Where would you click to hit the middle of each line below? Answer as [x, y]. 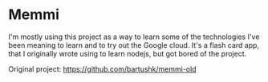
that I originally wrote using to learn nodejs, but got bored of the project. [128, 53]
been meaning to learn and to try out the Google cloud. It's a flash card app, [134, 45]
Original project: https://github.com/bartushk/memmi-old [102, 68]
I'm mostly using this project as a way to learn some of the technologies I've [134, 37]
